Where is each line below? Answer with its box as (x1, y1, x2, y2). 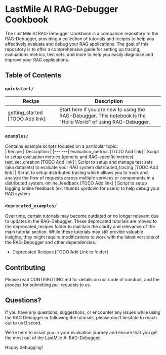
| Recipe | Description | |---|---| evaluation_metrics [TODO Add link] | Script (5, 148, 159, 154)
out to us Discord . (5, 320, 41, 326)
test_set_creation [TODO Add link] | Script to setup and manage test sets (5, 159, 153, 165)
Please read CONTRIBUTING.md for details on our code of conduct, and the (5, 277, 160, 283)
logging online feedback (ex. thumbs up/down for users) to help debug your (5, 185, 160, 191)
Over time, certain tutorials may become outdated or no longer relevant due (5, 213, 159, 219)
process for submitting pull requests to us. (5, 282, 91, 288)
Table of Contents (5, 71, 62, 80)
